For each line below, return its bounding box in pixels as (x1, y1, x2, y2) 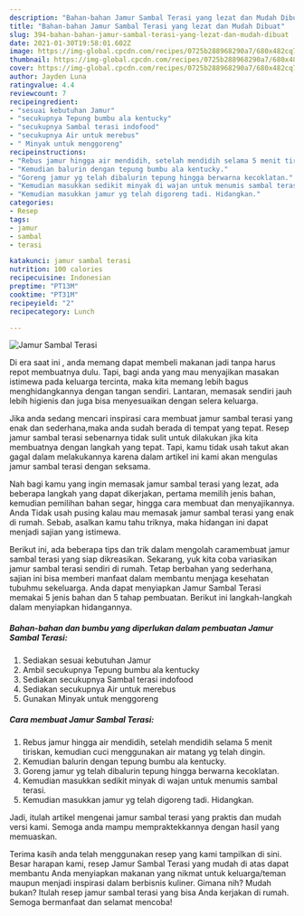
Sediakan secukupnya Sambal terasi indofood (22, 675, 194, 685)
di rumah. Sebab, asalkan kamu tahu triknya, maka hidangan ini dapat (9, 517, 269, 528)
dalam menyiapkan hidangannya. (9, 602, 133, 613)
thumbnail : (9, 55, 51, 64)
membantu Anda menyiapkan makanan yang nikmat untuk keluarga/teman (9, 868, 287, 879)
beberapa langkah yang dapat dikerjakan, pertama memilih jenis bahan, (9, 488, 276, 499)
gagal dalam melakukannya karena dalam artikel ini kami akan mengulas (9, 451, 279, 462)
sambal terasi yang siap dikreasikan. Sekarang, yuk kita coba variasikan (9, 553, 278, 565)
